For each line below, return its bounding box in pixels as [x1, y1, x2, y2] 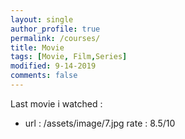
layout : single [10, 14, 74, 25]
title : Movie [10, 42, 65, 53]
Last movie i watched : [10, 97, 103, 110]
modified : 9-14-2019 [10, 61, 97, 71]
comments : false [10, 71, 78, 81]
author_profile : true [10, 24, 101, 34]
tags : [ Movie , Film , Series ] [10, 52, 128, 62]
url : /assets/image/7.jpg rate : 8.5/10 [24, 117, 176, 129]
